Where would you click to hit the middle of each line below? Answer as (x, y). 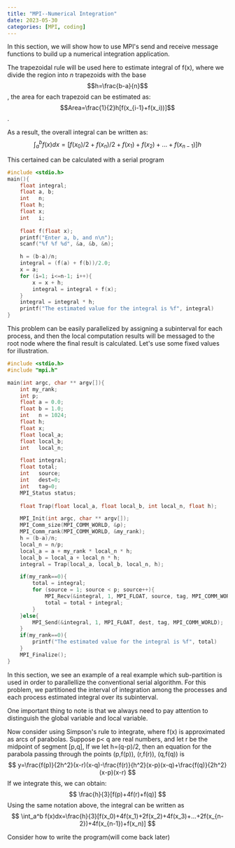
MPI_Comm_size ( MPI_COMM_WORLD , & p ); (73, 525)
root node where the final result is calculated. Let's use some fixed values (114, 344)
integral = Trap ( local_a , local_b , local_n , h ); (92, 564)
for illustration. (28, 351)
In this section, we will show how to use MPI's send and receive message (113, 47)
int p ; (29, 396)
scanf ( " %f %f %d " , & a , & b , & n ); (67, 244)
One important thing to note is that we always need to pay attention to (108, 710)
